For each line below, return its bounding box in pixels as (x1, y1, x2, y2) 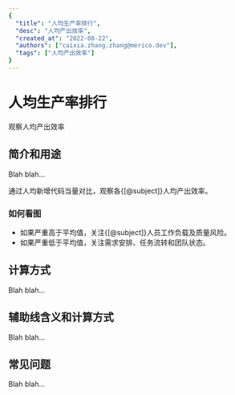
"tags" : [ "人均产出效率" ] (15, 49, 95, 57)
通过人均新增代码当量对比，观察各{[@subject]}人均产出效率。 (8, 185, 213, 195)
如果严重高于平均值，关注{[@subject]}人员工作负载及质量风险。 (19, 227, 231, 237)
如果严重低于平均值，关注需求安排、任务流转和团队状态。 (19, 238, 210, 247)
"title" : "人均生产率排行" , (15, 19, 101, 27)
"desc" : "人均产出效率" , (15, 26, 91, 35)
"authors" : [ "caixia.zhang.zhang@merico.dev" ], (15, 42, 178, 50)
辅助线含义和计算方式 (8, 311, 114, 324)
